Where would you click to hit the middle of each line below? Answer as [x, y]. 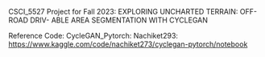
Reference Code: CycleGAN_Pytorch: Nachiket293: [93, 36]
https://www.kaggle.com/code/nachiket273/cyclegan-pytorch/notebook [128, 44]
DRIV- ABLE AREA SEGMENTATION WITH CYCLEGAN [118, 20]
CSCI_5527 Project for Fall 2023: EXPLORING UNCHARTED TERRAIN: [123, 12]
